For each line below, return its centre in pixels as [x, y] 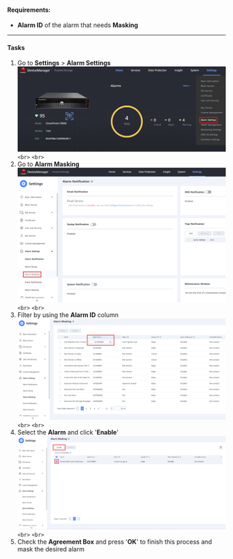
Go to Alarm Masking [48, 164]
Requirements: [29, 10]
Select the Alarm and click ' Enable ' [68, 432]
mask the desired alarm [51, 549]
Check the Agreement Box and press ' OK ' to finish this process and [115, 542]
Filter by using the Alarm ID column [68, 315]
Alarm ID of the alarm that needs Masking [78, 25]
